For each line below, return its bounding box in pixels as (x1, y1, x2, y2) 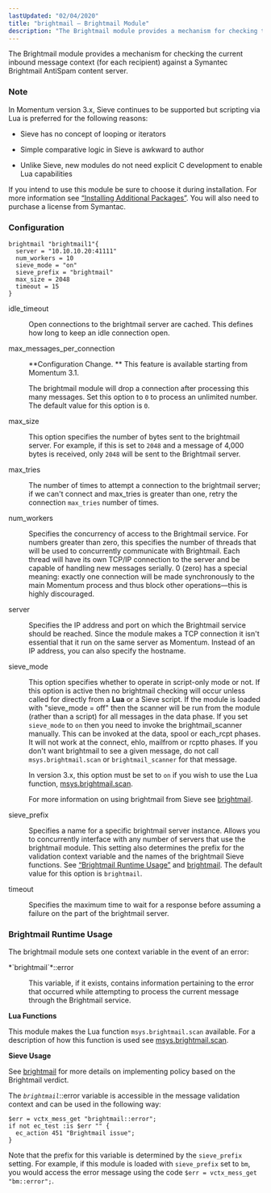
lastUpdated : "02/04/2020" (8, 11, 99, 20)
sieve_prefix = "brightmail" (15, 268, 114, 276)
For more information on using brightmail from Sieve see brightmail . (28, 794, 253, 804)
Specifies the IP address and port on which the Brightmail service (28, 620, 246, 630)
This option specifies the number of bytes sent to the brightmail (28, 431, 240, 441)
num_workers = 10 (15, 254, 74, 263)
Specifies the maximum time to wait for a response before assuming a (28, 900, 261, 909)
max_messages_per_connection (8, 343, 115, 353)
